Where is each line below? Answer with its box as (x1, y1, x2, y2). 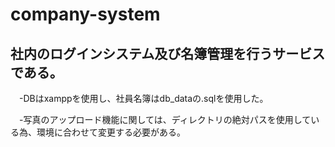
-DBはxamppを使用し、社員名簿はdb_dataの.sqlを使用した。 (18, 93, 269, 104)
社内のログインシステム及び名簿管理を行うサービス (10, 45, 326, 62)
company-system (10, 3, 161, 26)
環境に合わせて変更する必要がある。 (36, 126, 186, 138)
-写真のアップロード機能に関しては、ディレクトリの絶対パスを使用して (18, 114, 312, 125)
